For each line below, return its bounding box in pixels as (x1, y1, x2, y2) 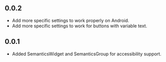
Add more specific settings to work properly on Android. (12, 17, 130, 23)
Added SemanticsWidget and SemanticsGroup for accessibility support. (12, 50, 162, 57)
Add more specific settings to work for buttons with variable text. (12, 23, 147, 29)
